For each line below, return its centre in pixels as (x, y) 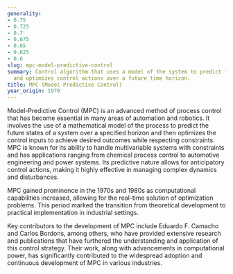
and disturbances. (33, 177)
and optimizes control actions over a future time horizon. (102, 78)
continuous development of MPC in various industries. (85, 263)
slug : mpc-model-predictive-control (60, 65)
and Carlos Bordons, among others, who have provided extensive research (114, 234)
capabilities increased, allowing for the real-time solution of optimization (110, 198)
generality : (24, 14)
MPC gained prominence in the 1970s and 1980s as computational (102, 191)
